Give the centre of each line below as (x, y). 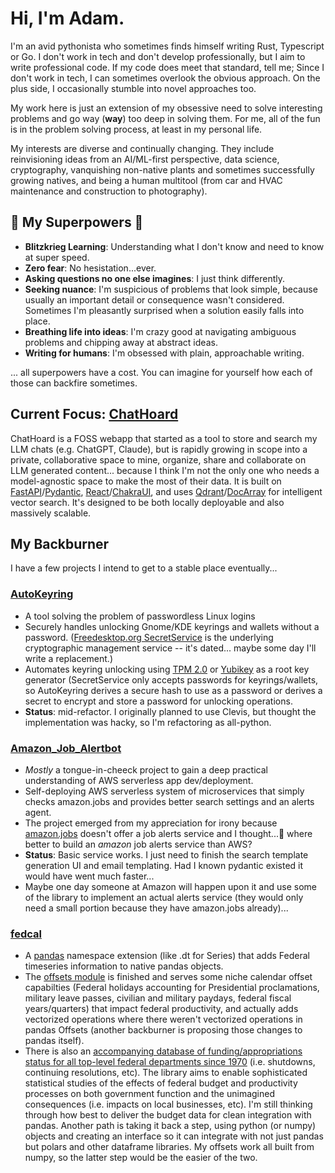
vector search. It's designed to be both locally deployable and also (147, 502)
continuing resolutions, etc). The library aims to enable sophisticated (166, 1073)
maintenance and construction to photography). (109, 191)
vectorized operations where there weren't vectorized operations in (163, 1019)
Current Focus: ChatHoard (94, 414)
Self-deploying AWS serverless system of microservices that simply (164, 791)
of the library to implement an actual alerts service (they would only (164, 897)
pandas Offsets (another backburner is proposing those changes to (163, 1030)
